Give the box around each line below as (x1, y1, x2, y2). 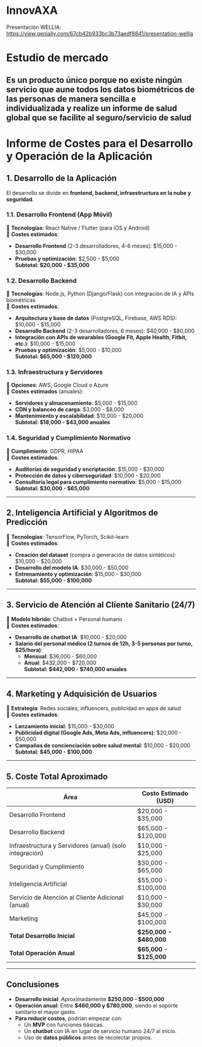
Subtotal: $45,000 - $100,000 (14, 748, 93, 755)
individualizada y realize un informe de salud (6, 103, 177, 113)
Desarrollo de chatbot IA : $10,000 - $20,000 (14, 634, 127, 641)
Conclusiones (6, 980, 60, 990)
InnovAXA (6, 4, 58, 17)
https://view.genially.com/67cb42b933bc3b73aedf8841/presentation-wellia (6, 29, 194, 37)
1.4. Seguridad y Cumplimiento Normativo (6, 434, 131, 442)
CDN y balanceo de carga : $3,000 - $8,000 (14, 406, 124, 413)
